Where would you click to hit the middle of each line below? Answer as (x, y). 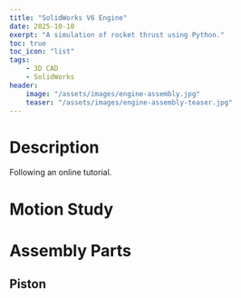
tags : (19, 60)
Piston (28, 284)
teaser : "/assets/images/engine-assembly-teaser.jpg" (129, 102)
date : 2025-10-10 (42, 26)
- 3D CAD (42, 69)
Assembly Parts (70, 250)
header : (24, 85)
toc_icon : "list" (42, 52)
